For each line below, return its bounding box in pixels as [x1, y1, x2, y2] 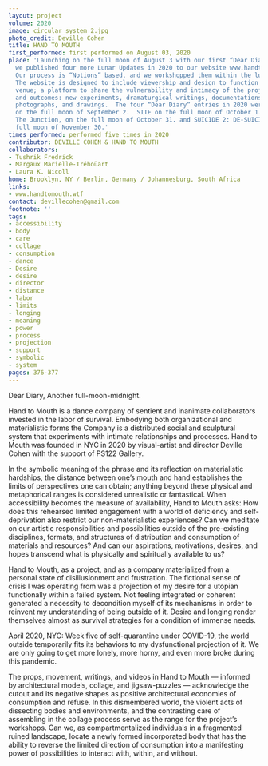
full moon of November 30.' [15, 123, 109, 131]
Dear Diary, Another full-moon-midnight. [8, 390, 141, 400]
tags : [8, 213, 26, 221]
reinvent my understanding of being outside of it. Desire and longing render [8, 607, 257, 616]
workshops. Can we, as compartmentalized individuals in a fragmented [8, 723, 242, 732]
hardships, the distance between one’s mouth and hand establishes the [8, 473, 242, 482]
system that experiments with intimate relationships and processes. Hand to [8, 431, 258, 441]
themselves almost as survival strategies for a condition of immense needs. [8, 615, 257, 624]
